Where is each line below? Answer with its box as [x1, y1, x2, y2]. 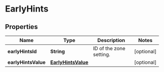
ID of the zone [93, 45, 125, 52]
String [50, 48, 65, 55]
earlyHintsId [7, 48, 37, 55]
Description [97, 37, 125, 43]
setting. [93, 51, 111, 58]
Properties [5, 23, 38, 31]
